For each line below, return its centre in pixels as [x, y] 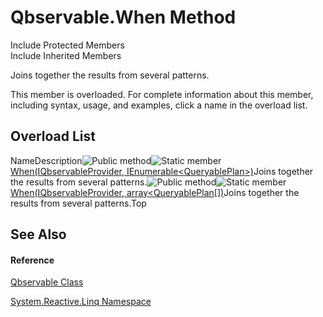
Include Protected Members [67, 45]
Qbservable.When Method [123, 17]
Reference [32, 260]
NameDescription [46, 160]
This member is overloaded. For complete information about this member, [162, 94]
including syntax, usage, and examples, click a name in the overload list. [159, 105]
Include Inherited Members [66, 55]
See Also [38, 234]
